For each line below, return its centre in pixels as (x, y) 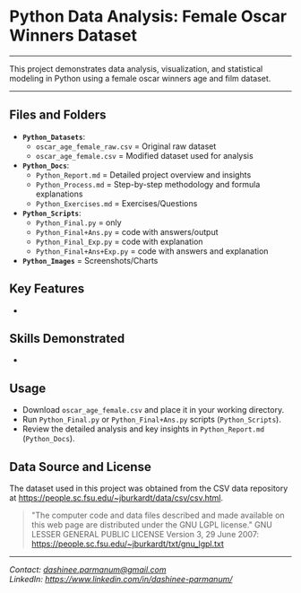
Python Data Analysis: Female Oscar (148, 17)
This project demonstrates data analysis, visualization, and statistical (136, 68)
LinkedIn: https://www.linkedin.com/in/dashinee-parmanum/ (121, 579)
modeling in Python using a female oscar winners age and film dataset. (140, 78)
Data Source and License (81, 467)
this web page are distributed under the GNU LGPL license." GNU (152, 525)
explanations (59, 194)
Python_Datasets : (54, 136)
